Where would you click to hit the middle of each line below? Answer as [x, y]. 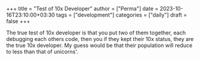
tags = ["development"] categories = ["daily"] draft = [122, 15]
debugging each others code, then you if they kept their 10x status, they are [100, 39]
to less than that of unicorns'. [42, 52]
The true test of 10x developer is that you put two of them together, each [96, 33]
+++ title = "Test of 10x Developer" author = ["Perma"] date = [82, 9]
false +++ [18, 21]
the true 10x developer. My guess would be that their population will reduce [99, 45]
